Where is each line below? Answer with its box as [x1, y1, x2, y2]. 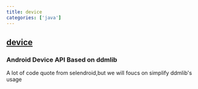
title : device [6, 9, 43, 15]
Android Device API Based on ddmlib [6, 55, 117, 64]
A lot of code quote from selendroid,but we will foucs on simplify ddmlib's [6, 69, 193, 77]
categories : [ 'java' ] [6, 15, 62, 21]
